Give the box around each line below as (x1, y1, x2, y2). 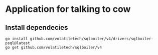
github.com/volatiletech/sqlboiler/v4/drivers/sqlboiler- (30, 36, 154, 41)
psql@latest (5, 41, 30, 46)
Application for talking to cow (5, 3, 131, 15)
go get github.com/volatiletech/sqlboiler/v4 (5, 45, 102, 50)
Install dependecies (5, 23, 68, 32)
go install (5, 36, 28, 41)
